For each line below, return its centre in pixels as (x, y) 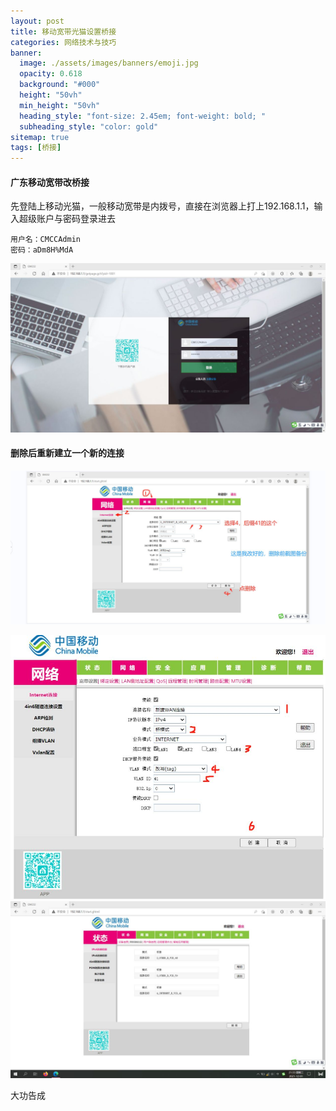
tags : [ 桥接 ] (36, 148)
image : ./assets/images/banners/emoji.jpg (109, 63)
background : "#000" (60, 85)
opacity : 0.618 (51, 74)
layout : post (37, 21)
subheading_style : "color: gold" (89, 126)
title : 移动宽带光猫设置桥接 (63, 31)
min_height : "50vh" (60, 105)
